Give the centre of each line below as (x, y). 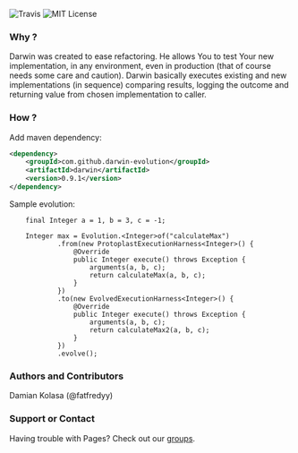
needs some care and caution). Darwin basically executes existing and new (148, 75)
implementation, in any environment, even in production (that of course (140, 66)
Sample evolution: (43, 204)
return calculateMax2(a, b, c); (149, 330)
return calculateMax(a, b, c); (147, 275)
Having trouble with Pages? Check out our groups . (102, 438)
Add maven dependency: (55, 137)
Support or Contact (52, 419)
